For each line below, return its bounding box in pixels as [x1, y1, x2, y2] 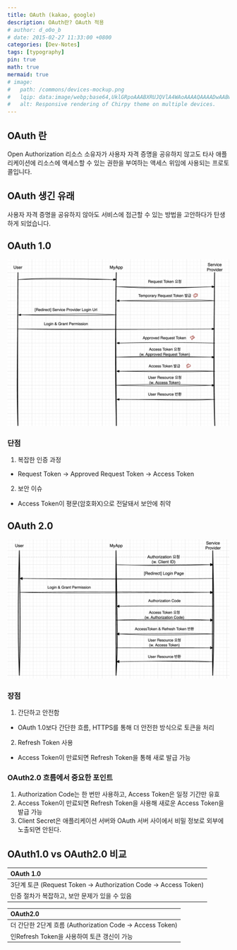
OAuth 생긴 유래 [7, 190, 75, 202]
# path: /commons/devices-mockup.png [7, 86, 125, 93]
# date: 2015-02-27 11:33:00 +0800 [7, 34, 112, 41]
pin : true [7, 57, 37, 64]
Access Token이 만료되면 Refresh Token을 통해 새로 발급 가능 [17, 753, 191, 761]
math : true [7, 64, 39, 71]
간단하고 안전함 [17, 708, 60, 717]
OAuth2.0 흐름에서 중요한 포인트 [7, 773, 113, 782]
